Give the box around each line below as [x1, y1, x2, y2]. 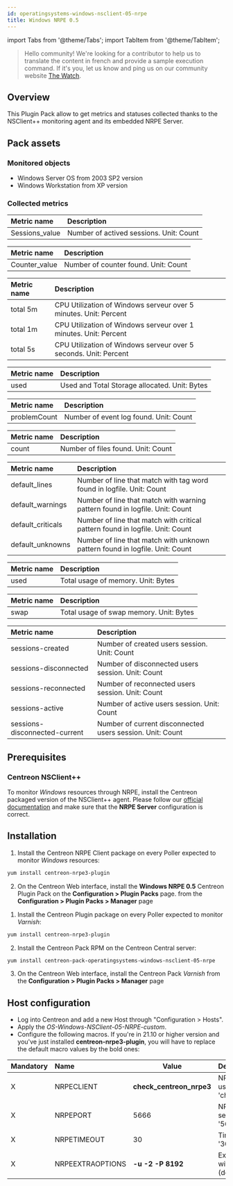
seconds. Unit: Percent [54, 349, 129, 358]
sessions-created [10, 644, 69, 653]
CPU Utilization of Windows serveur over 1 [54, 320, 194, 330]
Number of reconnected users [96, 679, 196, 689]
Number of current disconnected [96, 719, 205, 729]
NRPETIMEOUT [54, 1135, 105, 1144]
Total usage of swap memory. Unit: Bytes [60, 608, 194, 617]
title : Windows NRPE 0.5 [7, 17, 79, 24]
